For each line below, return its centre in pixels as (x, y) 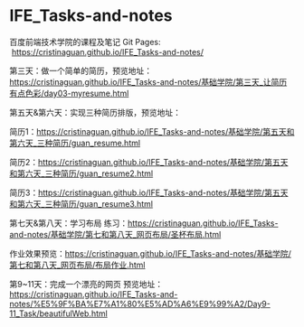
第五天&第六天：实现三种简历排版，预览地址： (95, 112)
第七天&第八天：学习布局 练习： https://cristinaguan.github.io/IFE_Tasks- (144, 223)
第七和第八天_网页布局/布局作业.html (77, 265)
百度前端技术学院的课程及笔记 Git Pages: (85, 42)
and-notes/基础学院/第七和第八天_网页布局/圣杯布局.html (115, 234)
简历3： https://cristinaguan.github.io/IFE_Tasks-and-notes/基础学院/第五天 (149, 192)
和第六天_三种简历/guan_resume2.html (81, 173)
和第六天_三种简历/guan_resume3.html (81, 203)
